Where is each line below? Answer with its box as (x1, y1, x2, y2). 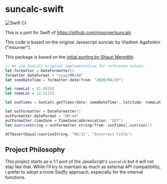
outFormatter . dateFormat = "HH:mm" (5, 113, 79, 119)
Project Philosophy (5, 145, 65, 154)
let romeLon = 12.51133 (5, 91, 55, 96)
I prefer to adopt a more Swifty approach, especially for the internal (5, 169, 143, 175)
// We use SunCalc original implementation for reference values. (5, 63, 146, 68)
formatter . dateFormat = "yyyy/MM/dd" (5, 73, 83, 78)
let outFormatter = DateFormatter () (5, 109, 81, 114)
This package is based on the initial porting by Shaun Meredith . (5, 54, 135, 60)
